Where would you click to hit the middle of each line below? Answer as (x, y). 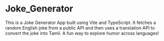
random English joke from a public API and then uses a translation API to (80, 27)
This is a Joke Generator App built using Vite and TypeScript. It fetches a (80, 22)
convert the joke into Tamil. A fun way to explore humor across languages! (82, 33)
